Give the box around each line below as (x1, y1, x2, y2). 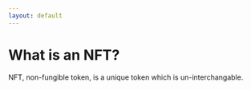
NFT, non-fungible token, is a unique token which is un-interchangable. (8, 72, 244, 82)
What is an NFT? (8, 45, 120, 64)
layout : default (8, 11, 63, 20)
